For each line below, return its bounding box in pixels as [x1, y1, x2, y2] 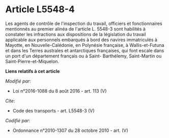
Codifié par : [5, 117, 31, 123]
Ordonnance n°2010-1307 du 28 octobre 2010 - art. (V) [12, 127, 128, 133]
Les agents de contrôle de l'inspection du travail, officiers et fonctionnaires [5, 20, 162, 26]
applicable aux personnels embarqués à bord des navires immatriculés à [5, 37, 158, 43]
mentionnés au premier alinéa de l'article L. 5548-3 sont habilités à [5, 25, 146, 32]
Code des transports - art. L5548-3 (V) [12, 107, 95, 114]
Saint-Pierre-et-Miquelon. [5, 58, 60, 64]
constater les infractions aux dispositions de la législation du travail [5, 31, 146, 37]
